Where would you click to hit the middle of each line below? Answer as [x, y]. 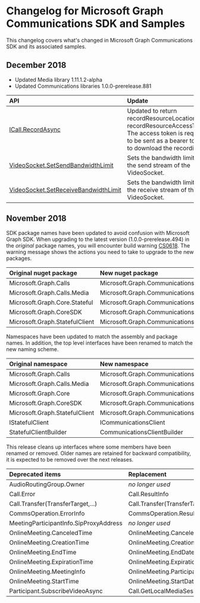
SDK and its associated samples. [46, 47]
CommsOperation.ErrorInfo [47, 513]
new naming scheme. [32, 349]
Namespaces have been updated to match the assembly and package [92, 336]
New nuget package [129, 273]
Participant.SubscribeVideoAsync [56, 590]
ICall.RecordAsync [35, 129]
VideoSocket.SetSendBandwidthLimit [62, 165]
